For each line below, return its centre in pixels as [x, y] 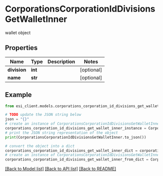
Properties [21, 48]
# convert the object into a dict [40, 146]
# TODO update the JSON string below [43, 115]
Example [18, 95]
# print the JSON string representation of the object [62, 133]
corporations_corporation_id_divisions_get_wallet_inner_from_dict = [77, 160]
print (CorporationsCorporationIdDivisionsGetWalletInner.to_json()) [76, 137]
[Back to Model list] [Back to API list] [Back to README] [61, 169]
